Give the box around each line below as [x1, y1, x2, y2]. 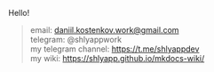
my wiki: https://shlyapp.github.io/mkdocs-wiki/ [29, 53, 205, 63]
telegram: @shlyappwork [29, 35, 122, 44]
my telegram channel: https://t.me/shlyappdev [29, 44, 200, 54]
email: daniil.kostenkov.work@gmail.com [29, 25, 179, 35]
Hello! [8, 8, 30, 18]
